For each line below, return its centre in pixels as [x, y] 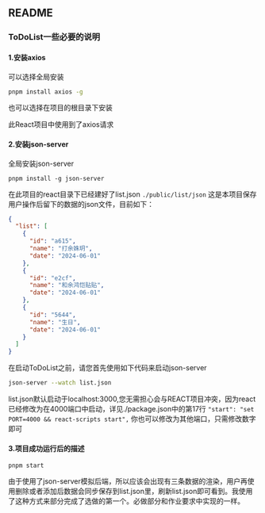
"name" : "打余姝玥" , [61, 249]
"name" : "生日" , [55, 322]
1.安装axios [27, 57]
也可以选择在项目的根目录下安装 [60, 108]
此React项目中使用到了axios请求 [61, 124]
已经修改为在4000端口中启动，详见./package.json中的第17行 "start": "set [131, 409]
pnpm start [26, 466]
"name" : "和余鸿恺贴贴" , [67, 285]
